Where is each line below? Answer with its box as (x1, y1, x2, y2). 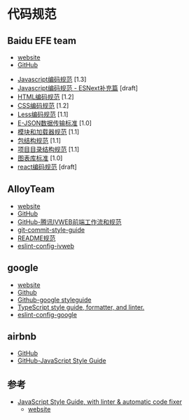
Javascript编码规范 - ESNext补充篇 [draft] (17, 84, 139, 92)
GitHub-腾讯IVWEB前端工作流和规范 (17, 218, 122, 226)
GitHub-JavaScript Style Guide (17, 356, 106, 365)
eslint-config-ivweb (17, 241, 75, 250)
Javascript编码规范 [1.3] (17, 75, 87, 83)
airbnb (7, 330, 37, 343)
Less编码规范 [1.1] (17, 110, 69, 118)
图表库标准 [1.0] (17, 154, 63, 162)
